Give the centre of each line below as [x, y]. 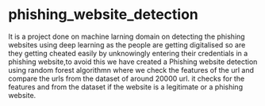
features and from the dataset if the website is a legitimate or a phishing [126, 87]
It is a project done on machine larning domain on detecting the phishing [127, 36]
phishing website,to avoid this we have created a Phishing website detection [133, 62]
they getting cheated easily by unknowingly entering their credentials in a [128, 53]
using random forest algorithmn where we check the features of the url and [131, 70]
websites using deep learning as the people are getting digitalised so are [127, 44]
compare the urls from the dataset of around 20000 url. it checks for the [127, 78]
